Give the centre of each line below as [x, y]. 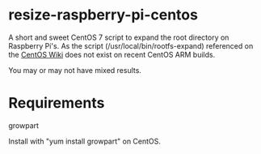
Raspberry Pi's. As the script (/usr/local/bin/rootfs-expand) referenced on [131, 45]
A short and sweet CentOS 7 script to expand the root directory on [119, 37]
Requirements [57, 103]
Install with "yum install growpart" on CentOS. [85, 141]
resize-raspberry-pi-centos [103, 15]
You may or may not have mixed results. [75, 70]
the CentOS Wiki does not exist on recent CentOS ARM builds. [112, 54]
